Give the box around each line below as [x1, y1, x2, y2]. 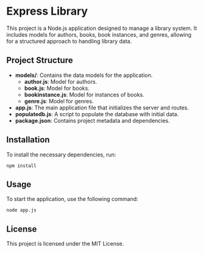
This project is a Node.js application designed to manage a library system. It [6, 24, 197, 32]
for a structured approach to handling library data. [6, 37, 132, 45]
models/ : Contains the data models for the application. [15, 71, 153, 79]
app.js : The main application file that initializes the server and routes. [15, 104, 189, 111]
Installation [6, 134, 50, 145]
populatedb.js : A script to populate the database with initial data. [15, 110, 179, 117]
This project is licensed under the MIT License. [6, 240, 124, 248]
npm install [6, 163, 37, 169]
